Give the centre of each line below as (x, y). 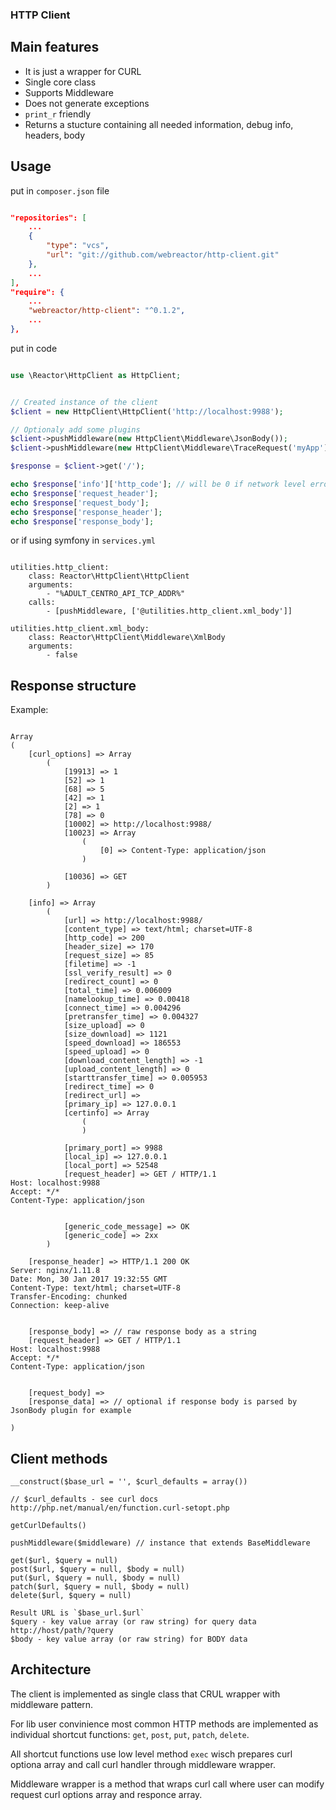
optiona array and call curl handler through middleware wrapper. (143, 1764)
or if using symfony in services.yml (83, 540)
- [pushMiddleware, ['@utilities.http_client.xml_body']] (169, 611)
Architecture (51, 1669)
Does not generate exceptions (87, 103)
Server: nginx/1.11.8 (55, 1271)
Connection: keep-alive (60, 1306)
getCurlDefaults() (48, 1526)
